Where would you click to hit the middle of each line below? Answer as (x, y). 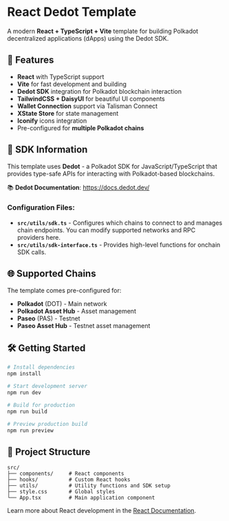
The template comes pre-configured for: (64, 290)
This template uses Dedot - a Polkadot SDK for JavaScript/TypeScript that (112, 166)
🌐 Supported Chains (52, 274)
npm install (24, 374)
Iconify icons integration (52, 121)
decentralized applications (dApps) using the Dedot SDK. (88, 38)
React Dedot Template (72, 12)
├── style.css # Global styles (61, 492)
